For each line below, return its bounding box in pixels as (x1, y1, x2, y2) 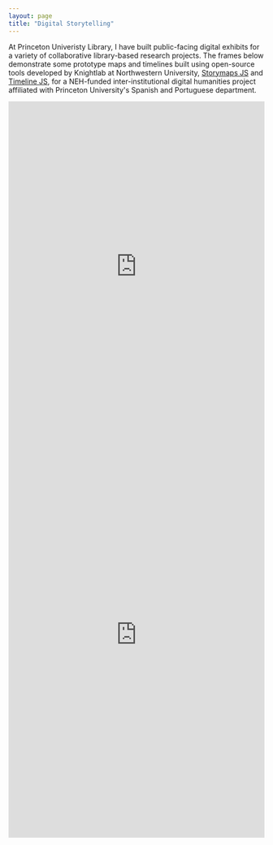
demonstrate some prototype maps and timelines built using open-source (8, 58, 255, 69)
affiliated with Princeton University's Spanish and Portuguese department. (8, 84, 258, 94)
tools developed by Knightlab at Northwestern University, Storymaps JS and (8, 67, 264, 77)
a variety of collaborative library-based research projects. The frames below (8, 50, 264, 60)
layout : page (8, 11, 53, 20)
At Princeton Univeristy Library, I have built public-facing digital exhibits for (8, 41, 260, 51)
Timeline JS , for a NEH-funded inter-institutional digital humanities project (8, 76, 256, 86)
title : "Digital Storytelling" (8, 19, 115, 28)
